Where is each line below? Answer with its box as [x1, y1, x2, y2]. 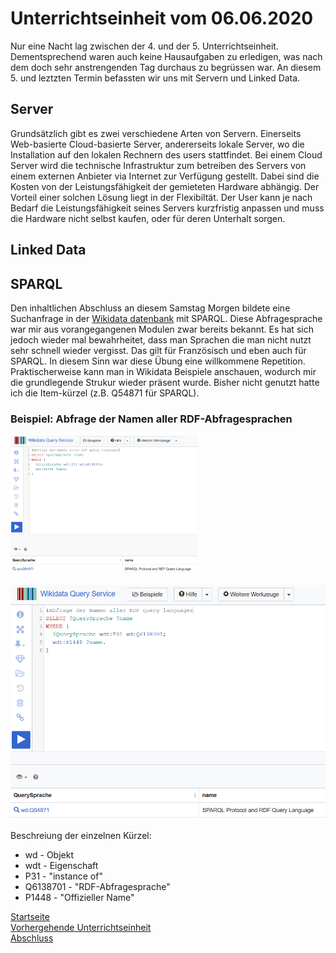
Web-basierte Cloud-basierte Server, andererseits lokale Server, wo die [10, 138, 305, 150]
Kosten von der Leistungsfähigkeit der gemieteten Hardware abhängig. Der [10, 180, 320, 192]
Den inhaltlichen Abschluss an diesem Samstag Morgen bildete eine [10, 302, 291, 314]
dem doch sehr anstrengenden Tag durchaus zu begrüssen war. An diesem [10, 61, 322, 73]
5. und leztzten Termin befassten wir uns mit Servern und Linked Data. [10, 72, 301, 84]
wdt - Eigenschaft [24, 859, 99, 871]
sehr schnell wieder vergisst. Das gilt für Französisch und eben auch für [10, 344, 307, 356]
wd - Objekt [24, 848, 74, 861]
